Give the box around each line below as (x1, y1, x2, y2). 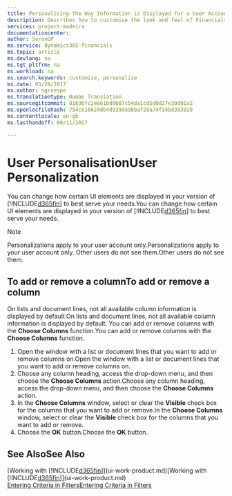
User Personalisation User (7, 155, 157, 170)
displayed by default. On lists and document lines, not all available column (7, 312, 215, 321)
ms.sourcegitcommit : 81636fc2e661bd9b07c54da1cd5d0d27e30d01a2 (7, 100, 193, 107)
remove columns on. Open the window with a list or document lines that (17, 355, 220, 363)
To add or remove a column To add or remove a (7, 275, 210, 287)
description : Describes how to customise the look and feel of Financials (7, 17, 227, 23)
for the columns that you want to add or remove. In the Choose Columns (17, 406, 223, 415)
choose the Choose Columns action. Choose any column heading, (17, 377, 206, 385)
